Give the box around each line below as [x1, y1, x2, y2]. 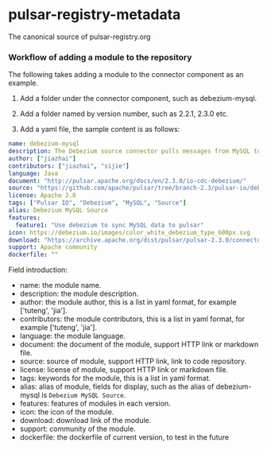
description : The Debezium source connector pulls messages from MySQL [8, 147, 250, 156]
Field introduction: [8, 265, 68, 275]
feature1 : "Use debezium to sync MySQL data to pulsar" [15, 221, 204, 229]
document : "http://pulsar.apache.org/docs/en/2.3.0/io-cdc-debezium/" [8, 177, 247, 184]
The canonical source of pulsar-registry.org [8, 32, 151, 41]
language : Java [8, 169, 59, 177]
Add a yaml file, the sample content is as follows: [19, 125, 180, 134]
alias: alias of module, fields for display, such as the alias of [19, 382, 215, 391]
